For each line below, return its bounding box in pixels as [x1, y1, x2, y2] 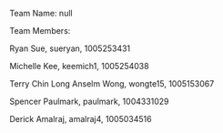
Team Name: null [9, 8, 73, 18]
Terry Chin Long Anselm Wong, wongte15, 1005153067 [9, 78, 215, 89]
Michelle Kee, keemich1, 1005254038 [9, 61, 149, 71]
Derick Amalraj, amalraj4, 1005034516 [9, 114, 152, 124]
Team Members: [9, 26, 71, 36]
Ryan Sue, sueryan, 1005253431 [9, 43, 131, 54]
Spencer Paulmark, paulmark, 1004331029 [9, 96, 170, 107]
